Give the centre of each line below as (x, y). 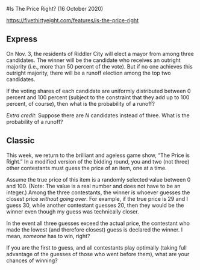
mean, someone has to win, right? (48, 236)
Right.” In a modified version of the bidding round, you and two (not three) (98, 161)
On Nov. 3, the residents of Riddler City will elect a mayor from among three (100, 54)
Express (22, 39)
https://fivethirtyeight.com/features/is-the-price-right (73, 20)
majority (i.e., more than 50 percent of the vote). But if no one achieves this (99, 66)
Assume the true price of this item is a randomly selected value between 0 (98, 179)
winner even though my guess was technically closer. (73, 211)
